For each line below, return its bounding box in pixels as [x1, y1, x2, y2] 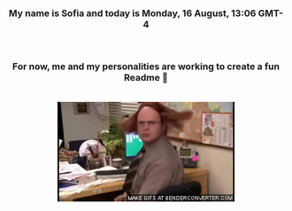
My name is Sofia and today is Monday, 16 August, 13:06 [9, 7, 257, 20]
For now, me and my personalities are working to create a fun [12, 60, 280, 73]
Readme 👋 [124, 72, 168, 84]
